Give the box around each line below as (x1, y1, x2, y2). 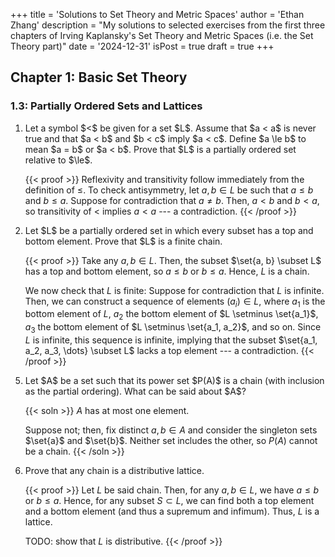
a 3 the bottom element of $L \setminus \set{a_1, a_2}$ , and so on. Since (24, 321, 322, 336)
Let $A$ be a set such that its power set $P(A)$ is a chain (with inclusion (24, 375, 325, 387)
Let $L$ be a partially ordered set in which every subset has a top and (24, 224, 314, 236)
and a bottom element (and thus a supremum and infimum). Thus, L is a (24, 505, 320, 518)
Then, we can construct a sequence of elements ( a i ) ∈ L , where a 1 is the (24, 295, 326, 309)
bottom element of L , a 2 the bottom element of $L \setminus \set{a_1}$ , (24, 308, 319, 323)
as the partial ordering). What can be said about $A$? (24, 385, 247, 398)
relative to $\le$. (24, 154, 93, 166)
